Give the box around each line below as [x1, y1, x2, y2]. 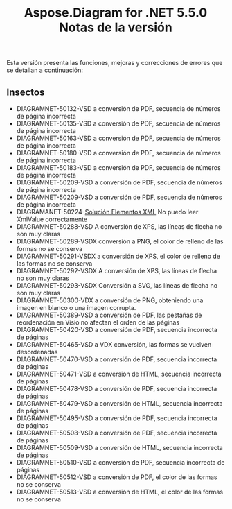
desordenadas [16, 348, 58, 356]
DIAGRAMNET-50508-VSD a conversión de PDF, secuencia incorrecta [16, 429, 217, 437]
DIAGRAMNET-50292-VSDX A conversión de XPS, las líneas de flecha [16, 267, 217, 275]
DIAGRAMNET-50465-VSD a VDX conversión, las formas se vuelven [16, 340, 212, 348]
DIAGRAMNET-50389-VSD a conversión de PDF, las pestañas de [16, 311, 202, 319]
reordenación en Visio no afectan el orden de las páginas [16, 318, 180, 327]
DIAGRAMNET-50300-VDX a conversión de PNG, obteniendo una [16, 296, 204, 304]
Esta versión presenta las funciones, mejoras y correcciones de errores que [6, 59, 223, 67]
